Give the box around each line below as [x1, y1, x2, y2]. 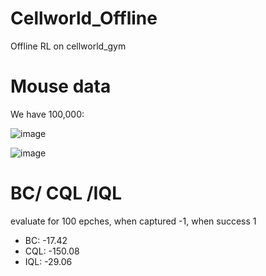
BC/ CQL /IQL [10, 182, 122, 205]
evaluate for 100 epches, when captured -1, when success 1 [10, 215, 257, 227]
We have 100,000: [10, 108, 85, 120]
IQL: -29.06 [24, 255, 73, 267]
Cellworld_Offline [10, 7, 158, 30]
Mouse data [10, 75, 112, 98]
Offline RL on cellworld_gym [10, 40, 127, 52]
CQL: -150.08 [24, 245, 80, 257]
